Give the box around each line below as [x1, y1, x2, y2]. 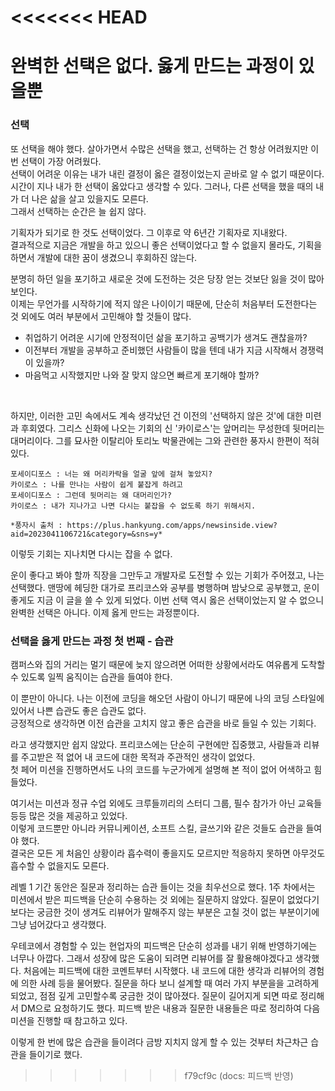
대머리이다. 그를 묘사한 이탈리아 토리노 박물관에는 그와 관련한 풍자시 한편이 [10, 434, 302, 446]
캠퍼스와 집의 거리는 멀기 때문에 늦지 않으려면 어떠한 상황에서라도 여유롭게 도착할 [10, 658, 326, 670]
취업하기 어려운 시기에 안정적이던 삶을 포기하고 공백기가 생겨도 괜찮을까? [24, 331, 308, 343]
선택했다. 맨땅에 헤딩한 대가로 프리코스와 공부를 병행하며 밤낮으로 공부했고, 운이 [10, 581, 320, 593]
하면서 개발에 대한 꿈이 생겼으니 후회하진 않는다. [10, 251, 198, 263]
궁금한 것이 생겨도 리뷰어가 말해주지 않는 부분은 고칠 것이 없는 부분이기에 [36, 906, 320, 918]
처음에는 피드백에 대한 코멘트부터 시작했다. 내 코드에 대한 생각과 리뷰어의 [23, 964, 307, 976]
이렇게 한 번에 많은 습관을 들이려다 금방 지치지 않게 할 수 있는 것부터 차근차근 [10, 1036, 309, 1048]
